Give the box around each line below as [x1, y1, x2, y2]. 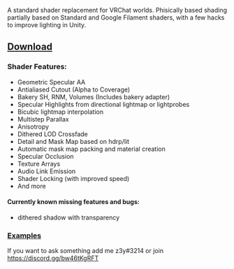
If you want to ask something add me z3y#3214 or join [7, 247, 164, 255]
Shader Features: [7, 62, 68, 72]
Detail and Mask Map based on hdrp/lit [17, 137, 130, 145]
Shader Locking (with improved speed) [17, 174, 130, 182]
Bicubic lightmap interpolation [17, 108, 103, 116]
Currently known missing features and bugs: [7, 198, 140, 206]
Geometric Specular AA [17, 78, 86, 86]
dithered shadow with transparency [17, 213, 120, 221]
